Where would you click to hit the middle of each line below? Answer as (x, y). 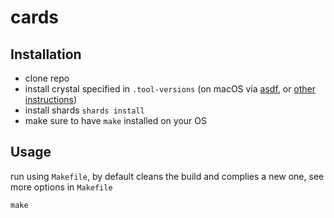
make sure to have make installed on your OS (115, 120)
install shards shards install (84, 110)
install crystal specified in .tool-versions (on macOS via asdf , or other (170, 89)
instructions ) (51, 99)
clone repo (47, 78)
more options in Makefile (61, 187)
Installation (46, 54)
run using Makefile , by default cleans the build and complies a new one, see (167, 176)
